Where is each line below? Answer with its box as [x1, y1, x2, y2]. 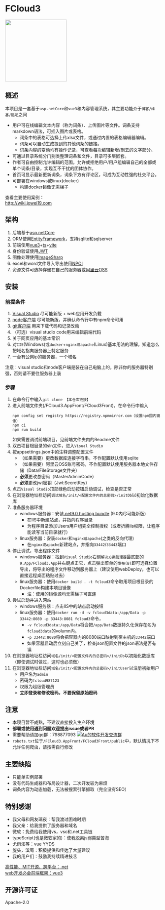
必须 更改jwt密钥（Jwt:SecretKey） [19, 480, 90, 486]
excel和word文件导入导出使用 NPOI [12, 260, 83, 266]
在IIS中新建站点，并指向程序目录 [27, 517, 93, 523]
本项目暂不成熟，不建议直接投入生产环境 [12, 719, 95, 725]
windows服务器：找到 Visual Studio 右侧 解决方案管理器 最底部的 [19, 554, 144, 560]
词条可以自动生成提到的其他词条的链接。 [19, 140, 102, 146]
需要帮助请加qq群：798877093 [12, 732, 76, 738]
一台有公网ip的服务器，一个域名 [12, 354, 77, 360]
